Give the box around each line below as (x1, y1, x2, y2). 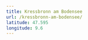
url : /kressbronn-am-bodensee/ (6, 14, 83, 20)
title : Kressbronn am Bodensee (6, 8, 83, 15)
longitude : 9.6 (6, 25, 43, 31)
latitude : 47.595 (6, 19, 49, 25)
